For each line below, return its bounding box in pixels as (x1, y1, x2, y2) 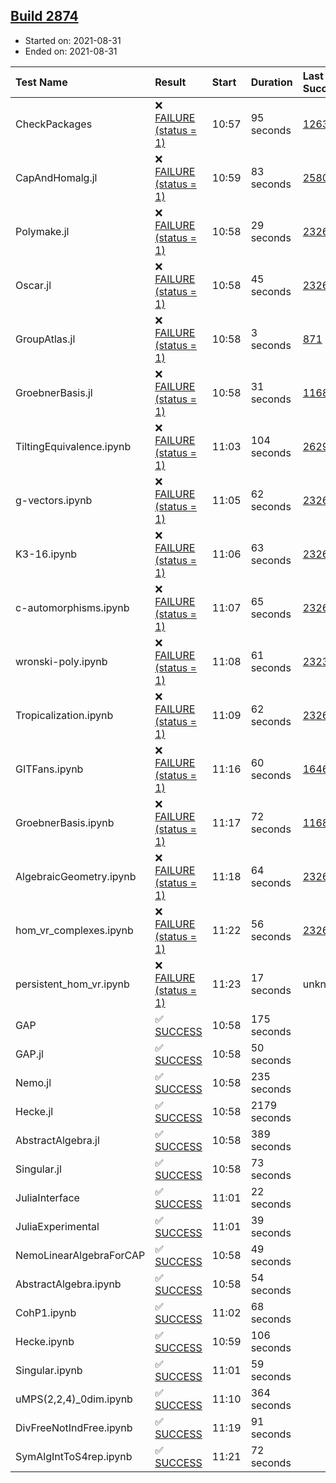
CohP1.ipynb (15, 1305, 77, 1319)
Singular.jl (15, 1162, 62, 1176)
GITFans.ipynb (15, 762, 84, 776)
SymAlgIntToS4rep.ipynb (15, 1449, 133, 1463)
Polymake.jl (15, 224, 70, 238)
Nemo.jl (15, 1075, 52, 1089)
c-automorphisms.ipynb (15, 600, 130, 614)
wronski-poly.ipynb (15, 654, 108, 668)
